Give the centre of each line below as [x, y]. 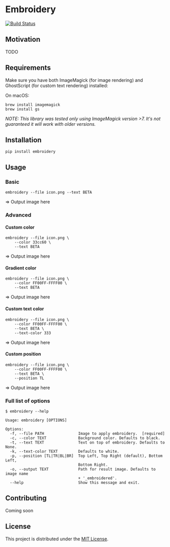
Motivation [23, 39]
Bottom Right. [93, 465]
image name [17, 474]
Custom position [23, 354]
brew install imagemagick [33, 105]
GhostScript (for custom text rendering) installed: [57, 86]
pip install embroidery [31, 152]
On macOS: [17, 95]
